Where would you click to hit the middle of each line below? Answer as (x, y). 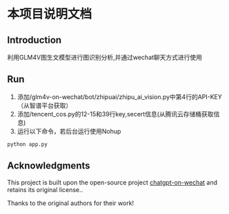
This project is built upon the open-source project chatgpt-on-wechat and (112, 182)
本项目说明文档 (50, 14)
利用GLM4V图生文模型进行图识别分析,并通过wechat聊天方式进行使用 (104, 57)
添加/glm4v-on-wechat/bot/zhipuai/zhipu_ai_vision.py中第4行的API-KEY (120, 96)
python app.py (28, 144)
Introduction (34, 40)
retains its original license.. (45, 189)
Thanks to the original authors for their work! (71, 203)
